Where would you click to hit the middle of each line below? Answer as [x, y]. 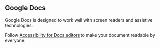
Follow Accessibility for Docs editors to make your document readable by [80, 35]
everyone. [15, 40]
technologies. [19, 25]
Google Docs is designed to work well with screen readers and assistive [79, 20]
